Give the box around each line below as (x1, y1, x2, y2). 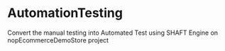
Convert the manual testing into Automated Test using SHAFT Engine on (7, 28, 219, 37)
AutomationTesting (7, 5, 123, 21)
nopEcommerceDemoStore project (7, 35, 109, 44)
